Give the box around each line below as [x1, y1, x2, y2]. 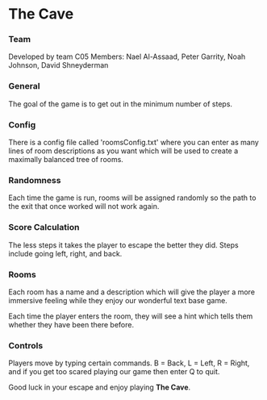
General [8, 81, 40, 92]
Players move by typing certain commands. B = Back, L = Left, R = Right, [8, 358, 250, 368]
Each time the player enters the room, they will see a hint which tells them [8, 311, 253, 321]
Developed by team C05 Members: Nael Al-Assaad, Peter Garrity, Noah [8, 52, 246, 61]
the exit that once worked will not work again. [8, 202, 160, 211]
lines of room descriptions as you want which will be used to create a [8, 146, 239, 156]
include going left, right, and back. [8, 248, 123, 258]
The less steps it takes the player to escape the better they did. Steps [8, 240, 240, 250]
